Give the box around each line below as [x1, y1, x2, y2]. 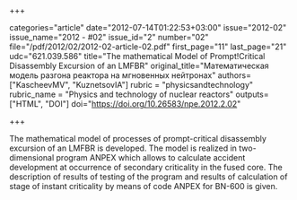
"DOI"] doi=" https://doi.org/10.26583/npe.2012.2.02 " [44, 99, 241, 109]
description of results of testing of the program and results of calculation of [9, 171, 288, 182]
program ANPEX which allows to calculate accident [56, 152, 246, 162]
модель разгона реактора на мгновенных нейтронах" [9, 70, 216, 81]
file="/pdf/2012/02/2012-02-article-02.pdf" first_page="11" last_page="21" [9, 41, 287, 52]
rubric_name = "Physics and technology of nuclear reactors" [9, 89, 234, 100]
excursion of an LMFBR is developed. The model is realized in [9, 143, 238, 153]
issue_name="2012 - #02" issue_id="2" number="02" [9, 32, 209, 42]
